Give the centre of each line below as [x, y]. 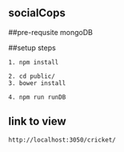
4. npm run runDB [37, 97]
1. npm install [34, 62]
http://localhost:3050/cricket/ [62, 140]
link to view [37, 121]
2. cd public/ [32, 76]
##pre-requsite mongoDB [51, 32]
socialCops [37, 13]
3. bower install [37, 83]
